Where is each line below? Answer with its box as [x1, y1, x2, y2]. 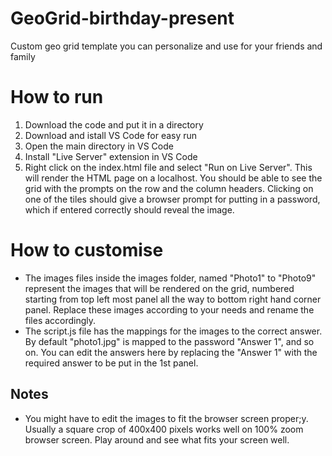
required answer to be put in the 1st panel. [24, 357, 199, 369]
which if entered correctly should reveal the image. [24, 203, 235, 216]
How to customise [10, 239, 164, 262]
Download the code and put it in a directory [24, 118, 204, 131]
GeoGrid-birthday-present [10, 7, 235, 30]
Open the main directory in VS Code [24, 140, 174, 152]
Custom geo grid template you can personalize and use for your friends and [10, 40, 323, 52]
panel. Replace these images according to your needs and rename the [24, 303, 315, 316]
